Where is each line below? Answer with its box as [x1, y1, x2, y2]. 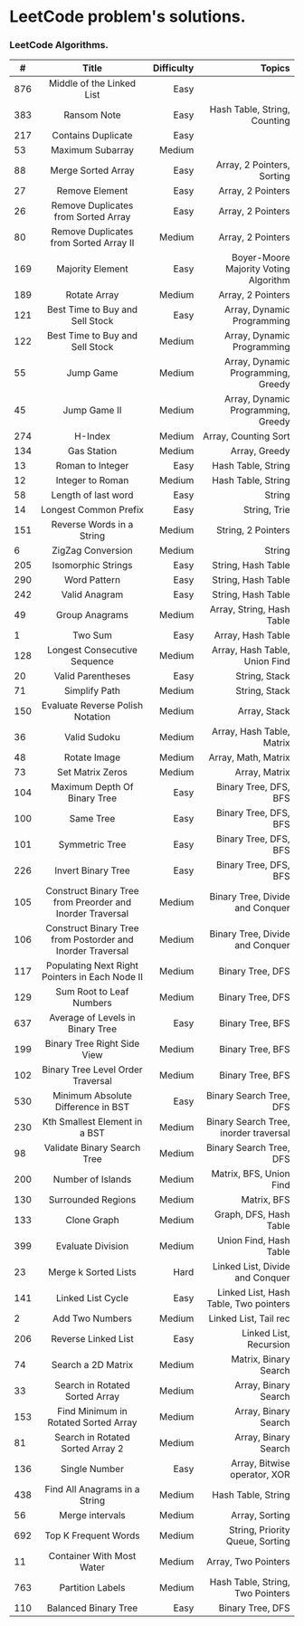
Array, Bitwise [230, 1457, 290, 1469]
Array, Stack [237, 705, 290, 718]
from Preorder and [52, 896, 132, 908]
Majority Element [56, 262, 128, 275]
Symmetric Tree [58, 839, 127, 851]
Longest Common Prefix [40, 504, 145, 517]
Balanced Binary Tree [46, 1602, 138, 1614]
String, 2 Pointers [215, 524, 290, 537]
